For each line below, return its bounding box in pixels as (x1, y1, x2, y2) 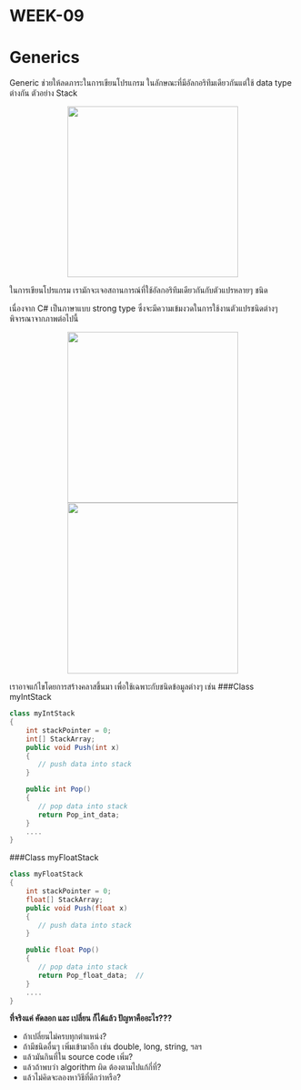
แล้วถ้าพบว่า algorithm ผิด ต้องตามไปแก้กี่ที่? (22, 1062, 162, 1073)
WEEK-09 (9, 5, 85, 26)
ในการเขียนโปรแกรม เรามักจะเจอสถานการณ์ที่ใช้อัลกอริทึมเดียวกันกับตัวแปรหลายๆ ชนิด (9, 284, 268, 296)
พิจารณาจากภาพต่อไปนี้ (9, 314, 79, 324)
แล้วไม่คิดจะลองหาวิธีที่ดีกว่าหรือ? (22, 1072, 121, 1083)
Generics (9, 47, 80, 68)
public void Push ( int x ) (25, 743, 120, 752)
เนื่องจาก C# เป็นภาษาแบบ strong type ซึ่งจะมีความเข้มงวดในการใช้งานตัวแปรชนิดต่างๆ (9, 303, 278, 314)
